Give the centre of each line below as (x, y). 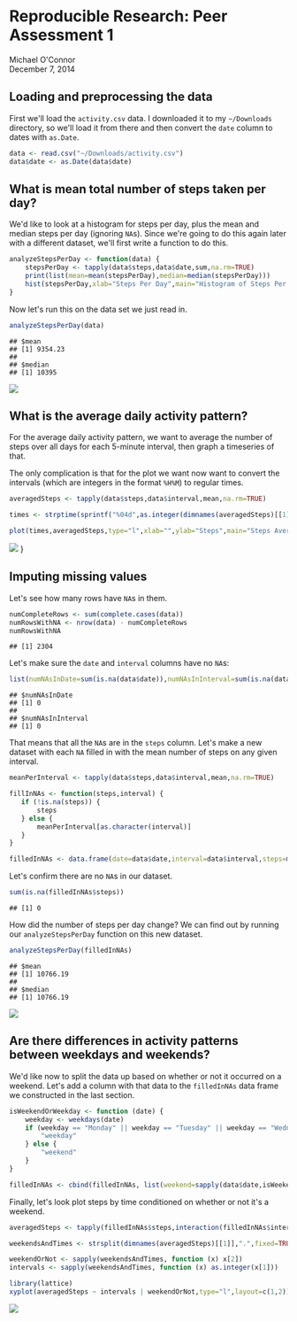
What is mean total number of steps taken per (138, 189)
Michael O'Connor (42, 59)
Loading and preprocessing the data (111, 97)
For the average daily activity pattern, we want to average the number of (141, 437)
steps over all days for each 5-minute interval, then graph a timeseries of (142, 447)
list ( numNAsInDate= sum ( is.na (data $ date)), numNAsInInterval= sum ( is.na (140, 679)
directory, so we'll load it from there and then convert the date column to (141, 128)
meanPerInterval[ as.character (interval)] (114, 827)
